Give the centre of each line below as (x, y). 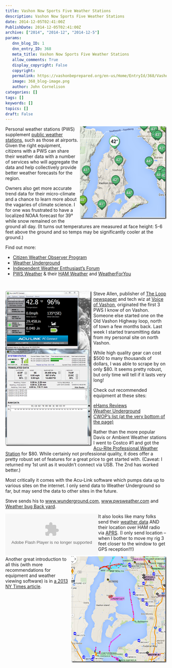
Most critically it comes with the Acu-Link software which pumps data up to (85, 480)
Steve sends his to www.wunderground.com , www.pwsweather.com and (82, 501)
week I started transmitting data (127, 332)
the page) (104, 422)
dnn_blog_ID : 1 (28, 44)
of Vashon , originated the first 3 (127, 305)
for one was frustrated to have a (39, 210)
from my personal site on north (126, 337)
